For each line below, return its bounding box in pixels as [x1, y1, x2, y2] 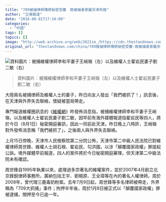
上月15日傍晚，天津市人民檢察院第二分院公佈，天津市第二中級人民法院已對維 [5, 137, 161, 144]
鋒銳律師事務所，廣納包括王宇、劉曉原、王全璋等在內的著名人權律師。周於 [9, 173, 161, 179]
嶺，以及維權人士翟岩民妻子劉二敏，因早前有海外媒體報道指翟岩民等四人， [5, 114, 157, 120]
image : [5, 40, 19, 45]
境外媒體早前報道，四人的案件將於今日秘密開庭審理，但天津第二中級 [18, 150, 157, 156]
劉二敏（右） [17, 81, 43, 87]
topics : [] [5, 35, 28, 40]
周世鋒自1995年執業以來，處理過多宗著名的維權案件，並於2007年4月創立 [5, 166, 154, 172]
